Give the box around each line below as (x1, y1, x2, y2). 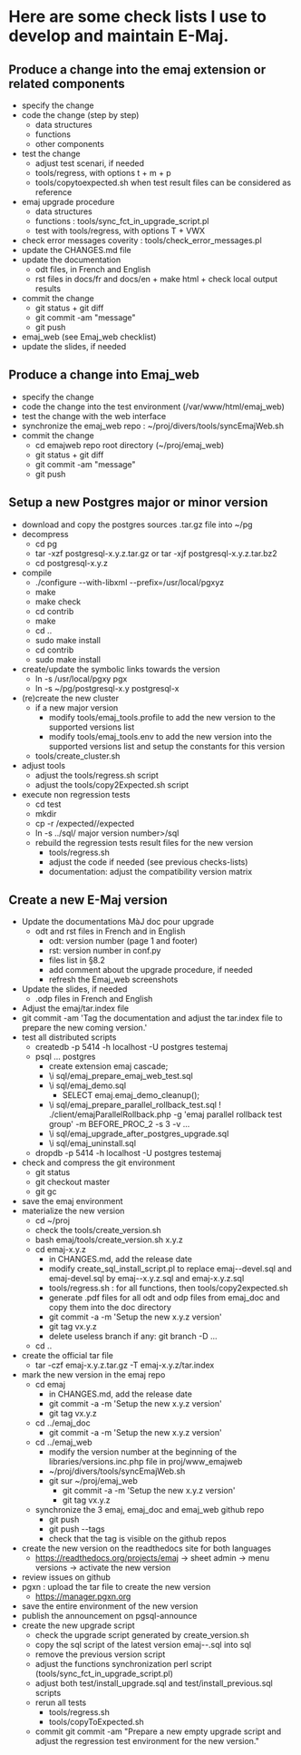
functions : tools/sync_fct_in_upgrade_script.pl (34, 216, 209, 226)
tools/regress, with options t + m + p (34, 168, 171, 178)
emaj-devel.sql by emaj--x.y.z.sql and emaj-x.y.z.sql (48, 1273, 245, 1284)
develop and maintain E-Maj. (8, 25, 229, 46)
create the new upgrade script (21, 1620, 135, 1631)
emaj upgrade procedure (21, 197, 115, 207)
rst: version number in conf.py (48, 946, 161, 956)
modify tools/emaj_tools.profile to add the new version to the (48, 711, 276, 722)
